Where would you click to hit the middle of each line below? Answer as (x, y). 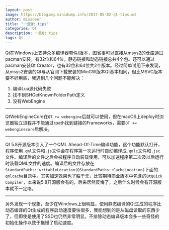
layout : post (19, 10)
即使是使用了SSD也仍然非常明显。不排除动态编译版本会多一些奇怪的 (89, 216)
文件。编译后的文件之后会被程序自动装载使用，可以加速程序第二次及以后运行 (84, 157)
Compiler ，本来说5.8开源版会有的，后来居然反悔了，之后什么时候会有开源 (81, 182)
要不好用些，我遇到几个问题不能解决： (45, 78)
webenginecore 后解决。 (29, 129)
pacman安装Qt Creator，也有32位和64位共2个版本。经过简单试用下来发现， (84, 65)
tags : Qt (14, 38)
